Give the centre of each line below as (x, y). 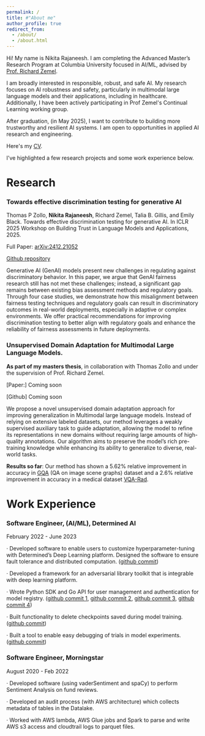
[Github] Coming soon (34, 396)
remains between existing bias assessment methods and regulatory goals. (100, 290)
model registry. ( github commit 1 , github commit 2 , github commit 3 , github (100, 598)
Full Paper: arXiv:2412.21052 (42, 247)
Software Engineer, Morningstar (55, 658)
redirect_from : (26, 29)
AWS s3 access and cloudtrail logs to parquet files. (71, 726)
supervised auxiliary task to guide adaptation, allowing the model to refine (99, 428)
